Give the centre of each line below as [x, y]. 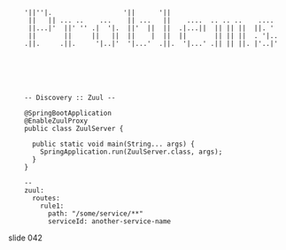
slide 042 [26, 238]
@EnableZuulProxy [56, 121]
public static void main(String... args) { [113, 144]
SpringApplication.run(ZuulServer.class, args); [131, 152]
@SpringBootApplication [68, 113]
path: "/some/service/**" [95, 214]
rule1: [52, 206]
